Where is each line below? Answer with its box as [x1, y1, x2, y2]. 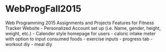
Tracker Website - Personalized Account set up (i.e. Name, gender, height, [5, 25, 161, 31]
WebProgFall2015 [5, 3, 82, 15]
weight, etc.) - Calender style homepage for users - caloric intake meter [5, 30, 156, 36]
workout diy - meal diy [5, 41, 52, 47]
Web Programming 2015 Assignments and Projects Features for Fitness [5, 20, 154, 26]
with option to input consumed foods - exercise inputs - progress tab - [5, 36, 153, 42]
